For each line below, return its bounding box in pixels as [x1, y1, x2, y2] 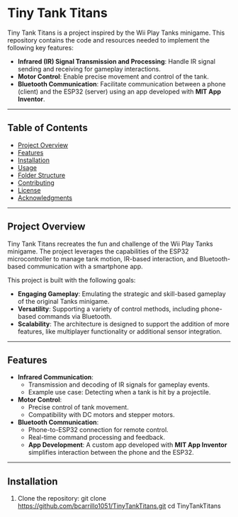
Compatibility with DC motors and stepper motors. [28, 411, 175, 419]
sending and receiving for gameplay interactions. [17, 64, 161, 73]
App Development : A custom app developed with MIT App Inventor [28, 441, 227, 449]
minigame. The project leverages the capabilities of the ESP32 [7, 246, 189, 256]
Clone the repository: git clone [17, 494, 106, 503]
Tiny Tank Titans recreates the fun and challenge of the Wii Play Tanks [7, 239, 214, 248]
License [17, 186, 41, 194]
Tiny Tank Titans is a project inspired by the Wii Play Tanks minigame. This [7, 28, 225, 37]
